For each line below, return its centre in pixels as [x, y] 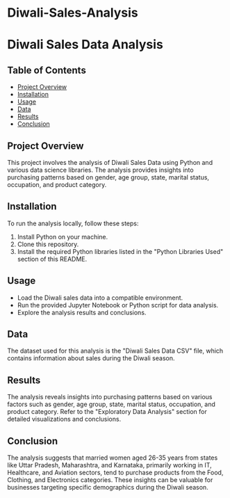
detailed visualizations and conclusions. [64, 419]
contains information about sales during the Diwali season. [91, 358]
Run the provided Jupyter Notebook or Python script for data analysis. [118, 305]
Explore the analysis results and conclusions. [82, 312]
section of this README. [52, 259]
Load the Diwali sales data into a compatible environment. [100, 298]
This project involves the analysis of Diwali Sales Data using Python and [110, 162]
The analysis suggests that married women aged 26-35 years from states [113, 458]
